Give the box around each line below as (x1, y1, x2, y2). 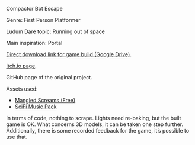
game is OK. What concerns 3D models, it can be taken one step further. (6, 121, 184, 128)
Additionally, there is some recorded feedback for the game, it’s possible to (6, 127, 190, 134)
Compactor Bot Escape (6, 5, 63, 12)
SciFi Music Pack (14, 103, 57, 110)
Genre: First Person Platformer (6, 17, 81, 23)
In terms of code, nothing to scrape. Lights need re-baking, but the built (6, 115, 181, 121)
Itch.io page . (6, 62, 37, 69)
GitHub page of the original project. (6, 74, 93, 80)
